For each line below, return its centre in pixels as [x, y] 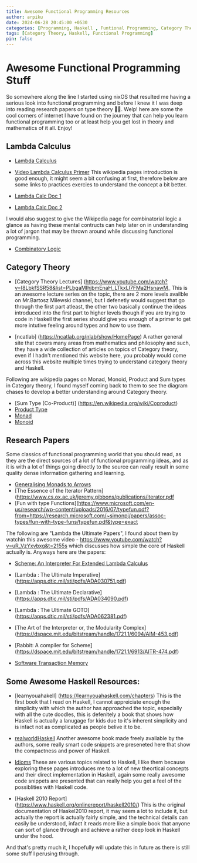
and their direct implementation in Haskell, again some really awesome [100, 775]
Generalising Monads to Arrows [53, 484]
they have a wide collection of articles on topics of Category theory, [96, 349]
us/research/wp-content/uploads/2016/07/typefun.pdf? [82, 510]
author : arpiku [25, 17]
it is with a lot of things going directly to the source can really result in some [98, 467]
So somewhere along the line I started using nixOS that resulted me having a [98, 96]
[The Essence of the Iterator [49, 491]
